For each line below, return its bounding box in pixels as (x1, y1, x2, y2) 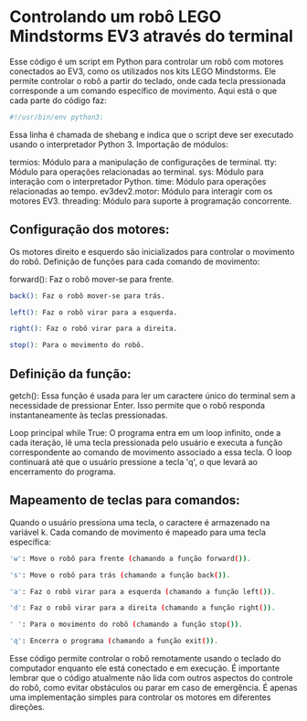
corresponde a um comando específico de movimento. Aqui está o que (9, 85, 277, 96)
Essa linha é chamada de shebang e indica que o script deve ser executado (9, 129, 294, 140)
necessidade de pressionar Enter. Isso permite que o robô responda (9, 399, 266, 410)
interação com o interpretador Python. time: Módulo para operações (9, 175, 267, 186)
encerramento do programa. (9, 466, 116, 477)
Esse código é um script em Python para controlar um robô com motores (9, 56, 284, 67)
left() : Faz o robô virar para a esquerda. (9, 308, 178, 317)
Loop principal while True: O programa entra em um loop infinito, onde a (9, 427, 281, 438)
